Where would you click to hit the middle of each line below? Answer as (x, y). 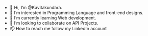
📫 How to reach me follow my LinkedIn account (58, 28)
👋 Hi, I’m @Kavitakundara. (36, 8)
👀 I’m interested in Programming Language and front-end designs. (76, 13)
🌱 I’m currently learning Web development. (53, 18)
